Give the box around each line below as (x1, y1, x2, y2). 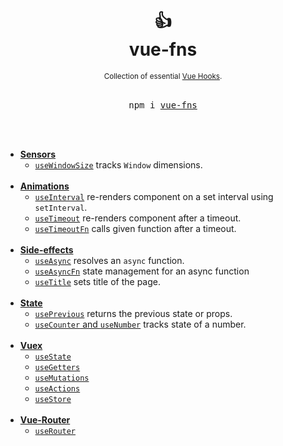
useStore (34, 394, 72, 404)
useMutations (34, 373, 90, 383)
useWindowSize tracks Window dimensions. (34, 158, 203, 171)
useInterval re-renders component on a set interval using (34, 190, 274, 202)
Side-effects (19, 243, 74, 256)
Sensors (19, 148, 56, 160)
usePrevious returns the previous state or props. (34, 307, 233, 319)
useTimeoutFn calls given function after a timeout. (34, 222, 237, 234)
